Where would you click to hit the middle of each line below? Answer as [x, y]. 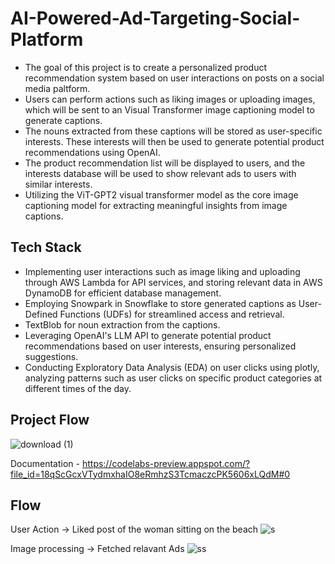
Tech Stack [46, 247]
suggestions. [51, 356]
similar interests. [58, 184]
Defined [41, 314]
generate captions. [63, 120]
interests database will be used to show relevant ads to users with [160, 173]
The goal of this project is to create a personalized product [146, 67]
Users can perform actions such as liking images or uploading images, [170, 99]
